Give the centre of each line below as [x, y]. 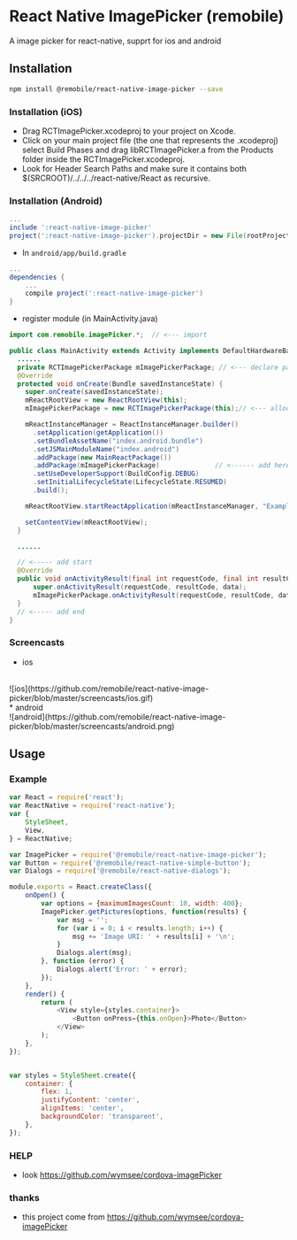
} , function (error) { [83, 961]
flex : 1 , [57, 1092]
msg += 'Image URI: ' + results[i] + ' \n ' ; [154, 936]
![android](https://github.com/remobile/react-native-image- [118, 716]
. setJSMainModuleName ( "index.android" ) [106, 449]
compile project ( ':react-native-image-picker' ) [114, 294]
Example [28, 779]
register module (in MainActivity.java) [90, 319]
